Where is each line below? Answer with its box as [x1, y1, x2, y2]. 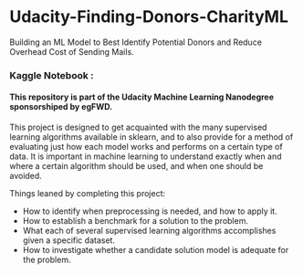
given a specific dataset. [22, 235, 116, 246]
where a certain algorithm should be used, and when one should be [9, 161, 264, 172]
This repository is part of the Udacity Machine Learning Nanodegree [9, 91, 275, 102]
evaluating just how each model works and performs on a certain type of [9, 142, 283, 153]
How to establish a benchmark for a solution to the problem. [22, 216, 249, 227]
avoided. [9, 171, 43, 182]
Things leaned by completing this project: [9, 188, 166, 199]
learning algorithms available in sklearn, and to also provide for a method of [9, 132, 294, 142]
